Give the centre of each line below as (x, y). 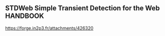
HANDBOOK (24, 16)
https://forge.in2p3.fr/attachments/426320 (49, 28)
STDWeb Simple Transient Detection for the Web (82, 8)
